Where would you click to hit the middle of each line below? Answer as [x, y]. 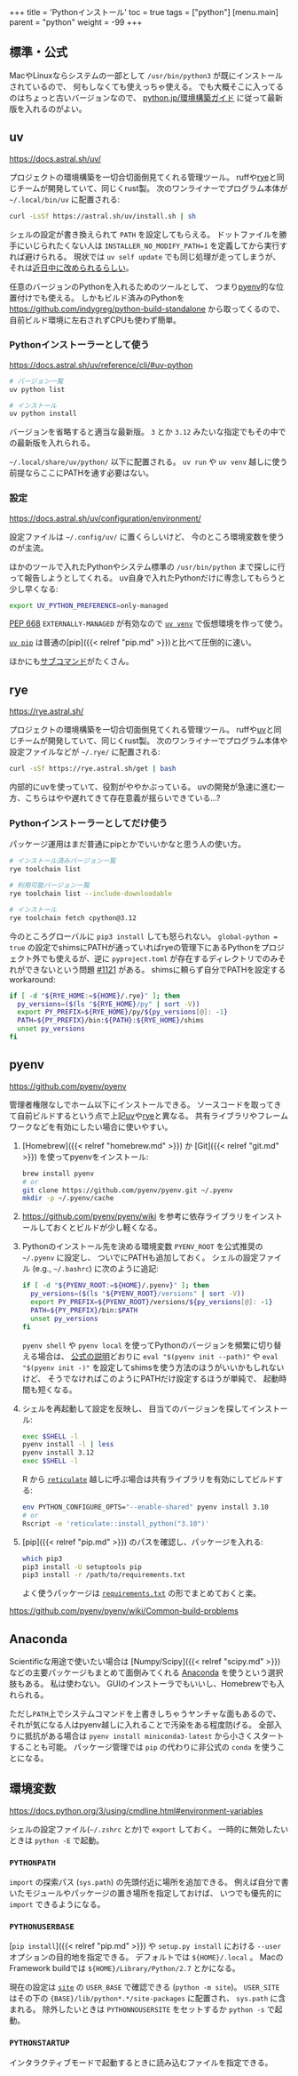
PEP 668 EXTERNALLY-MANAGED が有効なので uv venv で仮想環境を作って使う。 [149, 623]
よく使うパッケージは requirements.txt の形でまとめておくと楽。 [141, 1593]
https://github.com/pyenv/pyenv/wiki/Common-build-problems [124, 1611]
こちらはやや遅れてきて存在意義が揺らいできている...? [122, 798]
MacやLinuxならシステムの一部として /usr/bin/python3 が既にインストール [146, 75]
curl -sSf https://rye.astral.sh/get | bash [93, 769]
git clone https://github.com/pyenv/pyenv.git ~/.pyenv [127, 1190]
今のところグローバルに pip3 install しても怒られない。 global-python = [143, 936]
